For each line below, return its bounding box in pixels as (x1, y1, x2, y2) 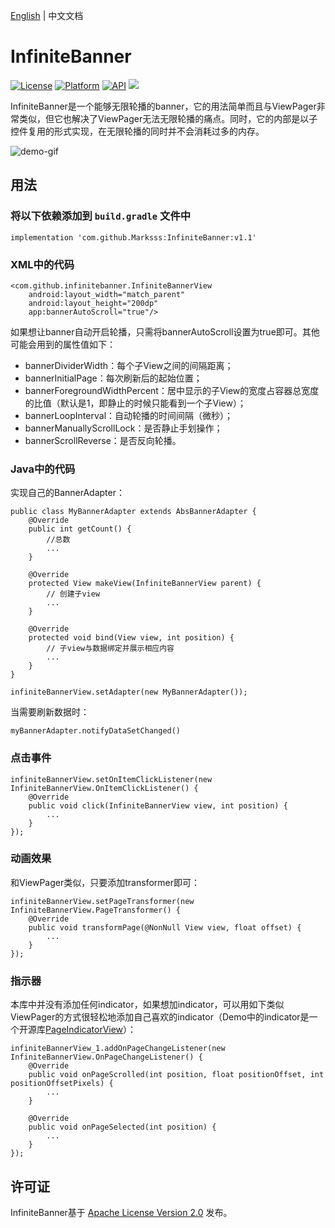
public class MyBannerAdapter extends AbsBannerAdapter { (10, 507, 257, 517)
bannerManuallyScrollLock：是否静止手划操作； (24, 422, 223, 434)
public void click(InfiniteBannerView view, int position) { (28, 800, 288, 811)
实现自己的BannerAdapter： (10, 487, 125, 499)
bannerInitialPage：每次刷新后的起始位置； (24, 372, 203, 384)
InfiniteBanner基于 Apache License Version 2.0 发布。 (10, 1206, 233, 1218)
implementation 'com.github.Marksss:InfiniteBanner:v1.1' (10, 232, 257, 243)
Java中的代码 (10, 462, 76, 476)
